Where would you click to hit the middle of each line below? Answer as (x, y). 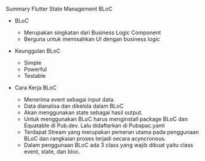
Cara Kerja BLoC (36, 88)
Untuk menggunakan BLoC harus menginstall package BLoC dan (106, 119)
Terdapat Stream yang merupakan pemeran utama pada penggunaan (111, 132)
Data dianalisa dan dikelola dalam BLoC (74, 106)
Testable (35, 76)
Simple (33, 63)
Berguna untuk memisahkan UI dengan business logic (92, 39)
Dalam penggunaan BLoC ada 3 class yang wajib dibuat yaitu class (109, 145)
